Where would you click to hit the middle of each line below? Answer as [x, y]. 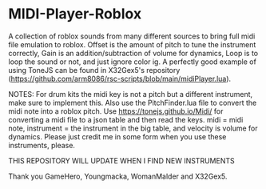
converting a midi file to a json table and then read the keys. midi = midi [126, 119]
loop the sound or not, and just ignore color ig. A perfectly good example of [133, 62]
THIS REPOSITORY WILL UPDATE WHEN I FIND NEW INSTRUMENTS [121, 160]
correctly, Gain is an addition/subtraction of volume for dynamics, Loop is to [133, 53]
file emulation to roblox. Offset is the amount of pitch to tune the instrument [132, 44]
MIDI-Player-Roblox [75, 14]
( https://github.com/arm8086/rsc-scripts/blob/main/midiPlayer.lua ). [120, 78]
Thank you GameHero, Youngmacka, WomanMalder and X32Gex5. [118, 176]
